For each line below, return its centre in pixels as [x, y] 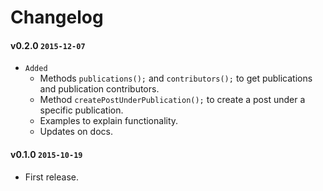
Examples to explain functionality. [109, 121]
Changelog [57, 17]
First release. [51, 177]
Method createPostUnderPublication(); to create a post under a [172, 100]
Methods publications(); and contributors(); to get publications [176, 78]
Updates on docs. [76, 132]
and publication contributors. [99, 89]
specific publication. [81, 110]
